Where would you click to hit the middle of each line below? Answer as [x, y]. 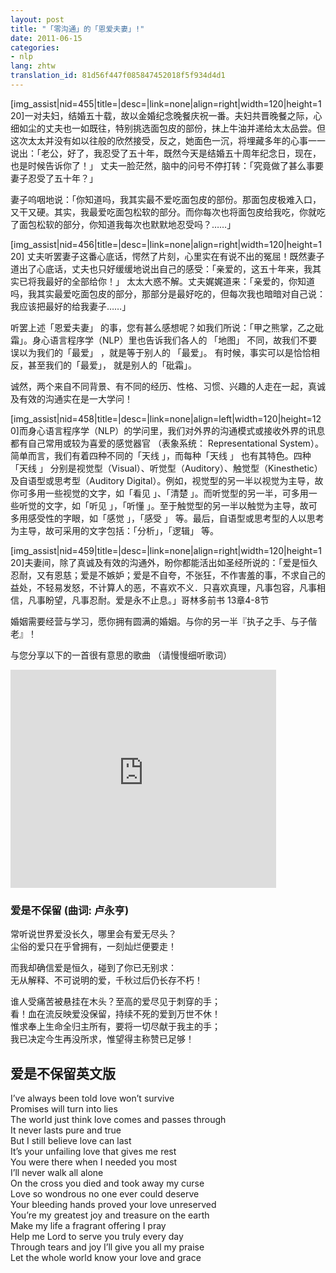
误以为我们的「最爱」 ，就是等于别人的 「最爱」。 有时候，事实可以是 [152, 352]
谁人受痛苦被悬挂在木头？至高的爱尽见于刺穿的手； [115, 1002]
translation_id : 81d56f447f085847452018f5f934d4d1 [118, 76]
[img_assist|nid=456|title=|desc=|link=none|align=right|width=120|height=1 [166, 244]
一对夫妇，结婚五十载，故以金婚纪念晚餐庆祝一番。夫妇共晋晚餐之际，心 [173, 115]
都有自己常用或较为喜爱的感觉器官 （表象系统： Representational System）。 [167, 443]
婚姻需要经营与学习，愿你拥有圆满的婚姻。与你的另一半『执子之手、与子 [159, 621]
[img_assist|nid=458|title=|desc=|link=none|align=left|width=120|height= [161, 418]
